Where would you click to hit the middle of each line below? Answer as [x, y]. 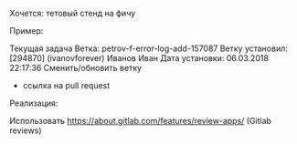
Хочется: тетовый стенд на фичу [73, 13]
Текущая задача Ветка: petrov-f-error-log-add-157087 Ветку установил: [148, 48]
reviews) [26, 130]
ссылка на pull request [66, 85]
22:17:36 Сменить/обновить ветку [76, 68]
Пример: [27, 31]
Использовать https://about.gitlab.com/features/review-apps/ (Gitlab [141, 121]
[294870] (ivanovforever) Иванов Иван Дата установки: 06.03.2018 [139, 58]
